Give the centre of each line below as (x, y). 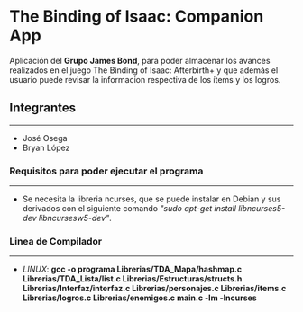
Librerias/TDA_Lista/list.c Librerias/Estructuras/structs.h (132, 279)
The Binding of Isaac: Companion (137, 17)
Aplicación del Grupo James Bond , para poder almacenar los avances (140, 60)
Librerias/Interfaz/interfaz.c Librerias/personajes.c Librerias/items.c (154, 289)
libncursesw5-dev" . (75, 218)
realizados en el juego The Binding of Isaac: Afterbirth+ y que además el (144, 70)
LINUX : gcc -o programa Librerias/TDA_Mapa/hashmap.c (132, 269)
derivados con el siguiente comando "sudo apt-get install (129, 209)
